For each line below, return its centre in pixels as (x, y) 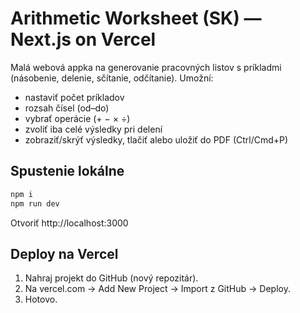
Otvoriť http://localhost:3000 (69, 223)
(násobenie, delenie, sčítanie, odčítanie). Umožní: (112, 78)
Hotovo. (41, 299)
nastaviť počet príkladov (74, 97)
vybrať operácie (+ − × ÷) (77, 118)
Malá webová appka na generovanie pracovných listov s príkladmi (146, 67)
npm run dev (35, 203)
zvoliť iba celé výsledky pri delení (93, 129)
